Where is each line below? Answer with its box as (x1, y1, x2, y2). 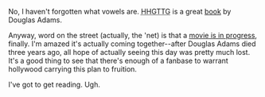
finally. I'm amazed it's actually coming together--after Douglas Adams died (8, 39, 256, 48)
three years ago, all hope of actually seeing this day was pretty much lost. (8, 48, 251, 56)
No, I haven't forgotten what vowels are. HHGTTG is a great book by (8, 7, 232, 16)
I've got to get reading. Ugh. (8, 80, 101, 89)
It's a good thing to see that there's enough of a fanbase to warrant (8, 56, 228, 65)
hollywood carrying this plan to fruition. (8, 64, 138, 74)
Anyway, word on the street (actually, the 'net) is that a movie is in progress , (8, 31, 257, 40)
